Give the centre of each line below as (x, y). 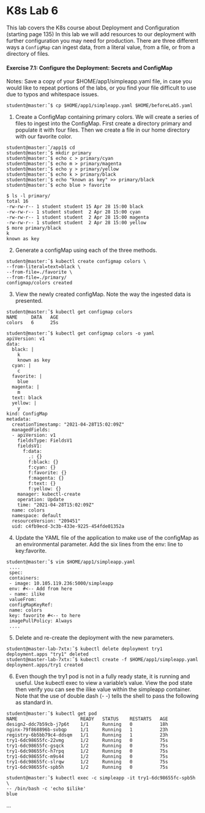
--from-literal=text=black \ (43, 267)
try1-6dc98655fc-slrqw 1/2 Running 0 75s (87, 762)
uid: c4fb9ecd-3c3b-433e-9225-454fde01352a (68, 527)
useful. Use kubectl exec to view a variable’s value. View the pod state (104, 683)
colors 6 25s (33, 323)
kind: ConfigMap (27, 414)
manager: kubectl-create (49, 494)
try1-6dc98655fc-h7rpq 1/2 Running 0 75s (87, 751)
